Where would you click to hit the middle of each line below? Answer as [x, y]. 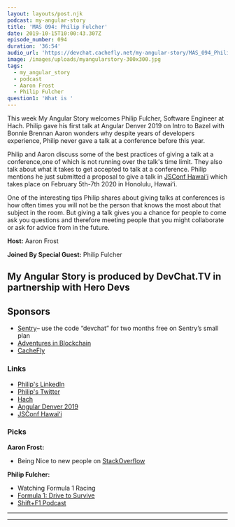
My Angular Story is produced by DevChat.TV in [114, 276]
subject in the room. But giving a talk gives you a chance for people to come [117, 212]
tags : [15, 66]
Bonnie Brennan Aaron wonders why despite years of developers [101, 133]
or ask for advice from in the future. [58, 227]
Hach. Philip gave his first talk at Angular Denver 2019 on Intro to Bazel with [116, 126]
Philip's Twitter [39, 391]
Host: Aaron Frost [33, 241]
